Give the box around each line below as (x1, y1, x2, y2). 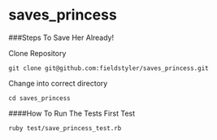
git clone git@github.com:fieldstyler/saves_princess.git (8, 63, 209, 72)
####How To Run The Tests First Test (8, 108, 136, 118)
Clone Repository (8, 48, 67, 58)
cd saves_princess (8, 94, 71, 103)
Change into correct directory (8, 78, 108, 88)
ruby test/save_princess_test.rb (8, 124, 122, 132)
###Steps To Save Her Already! (8, 33, 115, 42)
